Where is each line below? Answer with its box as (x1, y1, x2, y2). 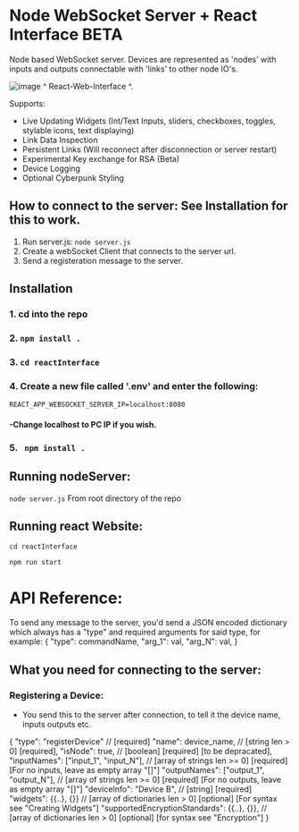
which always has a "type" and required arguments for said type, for (9, 627, 261, 638)
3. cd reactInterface (9, 355, 100, 368)
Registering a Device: (9, 689, 104, 701)
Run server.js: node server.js (21, 236, 131, 247)
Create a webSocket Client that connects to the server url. (21, 245, 237, 256)
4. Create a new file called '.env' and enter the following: (9, 379, 259, 392)
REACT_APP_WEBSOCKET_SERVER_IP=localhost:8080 (9, 400, 186, 410)
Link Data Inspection (21, 134, 98, 145)
